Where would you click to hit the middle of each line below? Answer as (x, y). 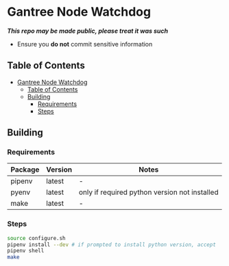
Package (25, 170)
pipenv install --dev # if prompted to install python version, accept (111, 244)
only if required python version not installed (148, 192)
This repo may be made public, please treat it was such (88, 31)
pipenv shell (26, 251)
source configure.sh (37, 238)
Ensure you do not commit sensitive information (85, 44)
